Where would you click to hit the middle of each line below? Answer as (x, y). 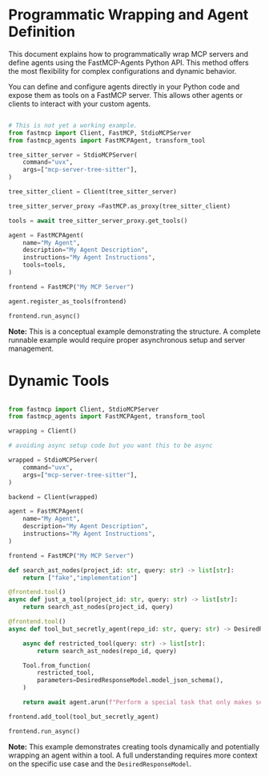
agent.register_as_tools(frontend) (68, 301)
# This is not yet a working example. (73, 125)
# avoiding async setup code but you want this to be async (111, 446)
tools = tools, (44, 265)
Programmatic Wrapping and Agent (128, 15)
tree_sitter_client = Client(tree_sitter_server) (93, 192)
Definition (42, 32)
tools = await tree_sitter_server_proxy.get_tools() (98, 221)
